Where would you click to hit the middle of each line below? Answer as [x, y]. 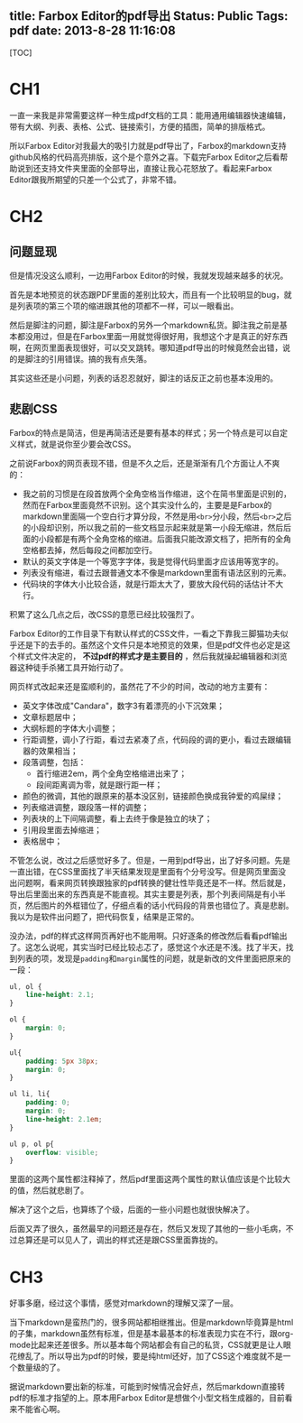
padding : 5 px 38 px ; [62, 1061]
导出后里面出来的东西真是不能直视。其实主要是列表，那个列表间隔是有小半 [147, 894]
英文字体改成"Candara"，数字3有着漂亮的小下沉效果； [124, 706]
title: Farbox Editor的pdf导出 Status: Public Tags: [149, 16]
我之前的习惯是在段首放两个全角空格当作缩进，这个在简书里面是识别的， [156, 494]
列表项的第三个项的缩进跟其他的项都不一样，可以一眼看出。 [128, 306]
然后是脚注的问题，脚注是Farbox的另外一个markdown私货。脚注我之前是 [144, 325]
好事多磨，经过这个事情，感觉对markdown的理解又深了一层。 [124, 1303]
